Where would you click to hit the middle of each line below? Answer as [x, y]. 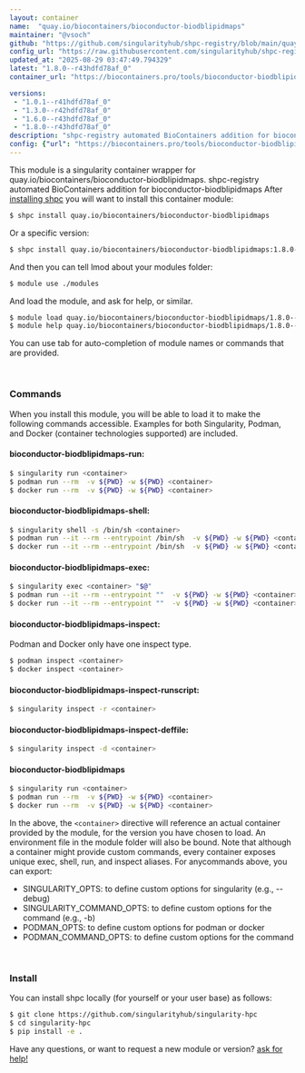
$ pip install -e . [46, 1032]
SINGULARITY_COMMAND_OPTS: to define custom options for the [147, 908]
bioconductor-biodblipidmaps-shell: [80, 511]
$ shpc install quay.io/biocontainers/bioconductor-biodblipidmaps [140, 215]
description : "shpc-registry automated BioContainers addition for [140, 136]
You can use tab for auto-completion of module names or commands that [147, 343]
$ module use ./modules [54, 283]
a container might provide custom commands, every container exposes [143, 851]
